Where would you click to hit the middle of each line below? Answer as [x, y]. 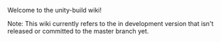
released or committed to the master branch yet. [78, 31]
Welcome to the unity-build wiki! [54, 10]
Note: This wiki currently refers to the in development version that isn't [110, 23]
